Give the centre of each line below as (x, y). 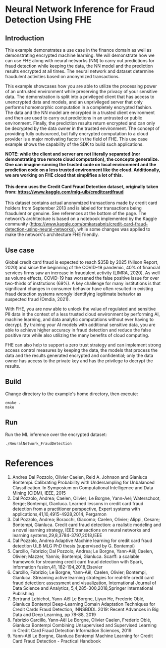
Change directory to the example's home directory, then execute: (72, 394)
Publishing (23, 593)
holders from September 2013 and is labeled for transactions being (74, 208)
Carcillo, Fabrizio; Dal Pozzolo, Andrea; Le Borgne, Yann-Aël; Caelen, (83, 551)
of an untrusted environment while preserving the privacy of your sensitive (81, 91)
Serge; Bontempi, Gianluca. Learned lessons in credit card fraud (78, 503)
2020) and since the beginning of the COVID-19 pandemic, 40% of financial (83, 268)
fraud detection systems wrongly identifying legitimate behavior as (73, 294)
